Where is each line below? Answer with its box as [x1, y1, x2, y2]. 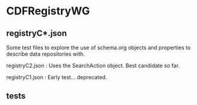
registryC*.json [6, 28, 67, 38]
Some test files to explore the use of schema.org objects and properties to [6, 44, 191, 51]
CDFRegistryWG [6, 4, 90, 18]
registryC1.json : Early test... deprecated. [6, 74, 107, 80]
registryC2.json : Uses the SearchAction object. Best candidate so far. [6, 62, 180, 69]
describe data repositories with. [6, 50, 86, 58]
